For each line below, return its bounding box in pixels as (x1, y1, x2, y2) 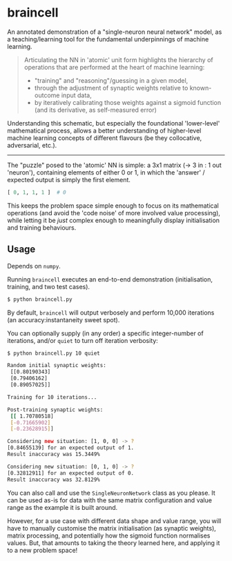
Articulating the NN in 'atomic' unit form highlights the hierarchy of (23, 55, 213, 63)
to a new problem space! (7, 546, 78, 554)
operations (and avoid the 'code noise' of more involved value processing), (7, 208, 221, 217)
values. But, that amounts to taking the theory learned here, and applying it (7, 538, 220, 547)
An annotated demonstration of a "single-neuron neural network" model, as (7, 28, 222, 36)
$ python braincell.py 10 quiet (7, 350, 100, 357)
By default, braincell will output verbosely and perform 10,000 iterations (7, 308, 215, 317)
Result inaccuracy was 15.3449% (7, 451, 100, 457)
